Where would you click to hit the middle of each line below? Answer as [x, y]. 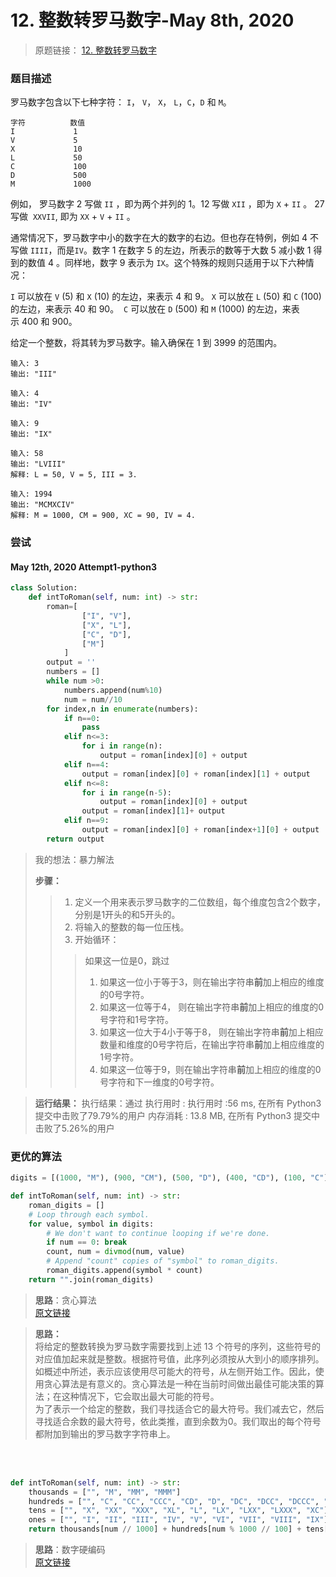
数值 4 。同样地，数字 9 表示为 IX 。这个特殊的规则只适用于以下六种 [166, 263]
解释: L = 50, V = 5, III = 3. [74, 475]
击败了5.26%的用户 [74, 1128]
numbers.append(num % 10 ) [113, 690]
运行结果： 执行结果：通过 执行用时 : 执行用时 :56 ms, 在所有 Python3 [178, 1103]
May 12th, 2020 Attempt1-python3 [83, 567]
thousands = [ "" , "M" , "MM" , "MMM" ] [105, 1492]
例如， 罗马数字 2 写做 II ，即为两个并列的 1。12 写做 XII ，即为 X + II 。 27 [167, 204]
